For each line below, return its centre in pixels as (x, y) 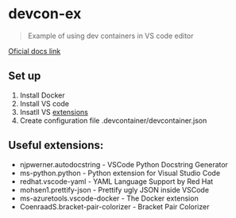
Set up (25, 76)
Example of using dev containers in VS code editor (110, 36)
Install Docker (42, 95)
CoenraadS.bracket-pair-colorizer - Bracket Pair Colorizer (114, 206)
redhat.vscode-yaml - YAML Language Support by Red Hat (116, 181)
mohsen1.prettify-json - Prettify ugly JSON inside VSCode (114, 189)
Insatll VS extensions (54, 112)
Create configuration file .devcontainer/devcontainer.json (113, 120)
